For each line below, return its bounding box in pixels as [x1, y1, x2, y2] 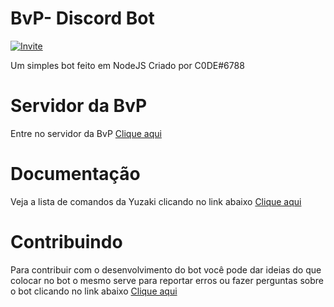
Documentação [10, 163, 141, 186]
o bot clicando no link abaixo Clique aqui [10, 285, 178, 297]
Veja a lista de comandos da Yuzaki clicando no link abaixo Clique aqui [10, 195, 302, 207]
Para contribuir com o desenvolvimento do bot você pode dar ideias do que [10, 263, 322, 276]
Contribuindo [10, 231, 123, 253]
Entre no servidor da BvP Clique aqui [10, 127, 162, 139]
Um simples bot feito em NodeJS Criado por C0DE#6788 [10, 59, 245, 71]
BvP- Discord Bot [10, 7, 155, 30]
